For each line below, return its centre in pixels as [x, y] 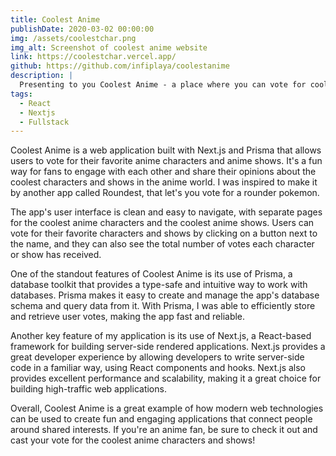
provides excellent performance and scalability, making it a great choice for [166, 378]
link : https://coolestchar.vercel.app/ [93, 57]
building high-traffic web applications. [88, 389]
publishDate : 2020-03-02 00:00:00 [82, 29]
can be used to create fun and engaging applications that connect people [161, 419]
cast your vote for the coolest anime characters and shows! [133, 440]
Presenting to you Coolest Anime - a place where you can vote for [163, 85]
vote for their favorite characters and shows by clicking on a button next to [164, 233]
